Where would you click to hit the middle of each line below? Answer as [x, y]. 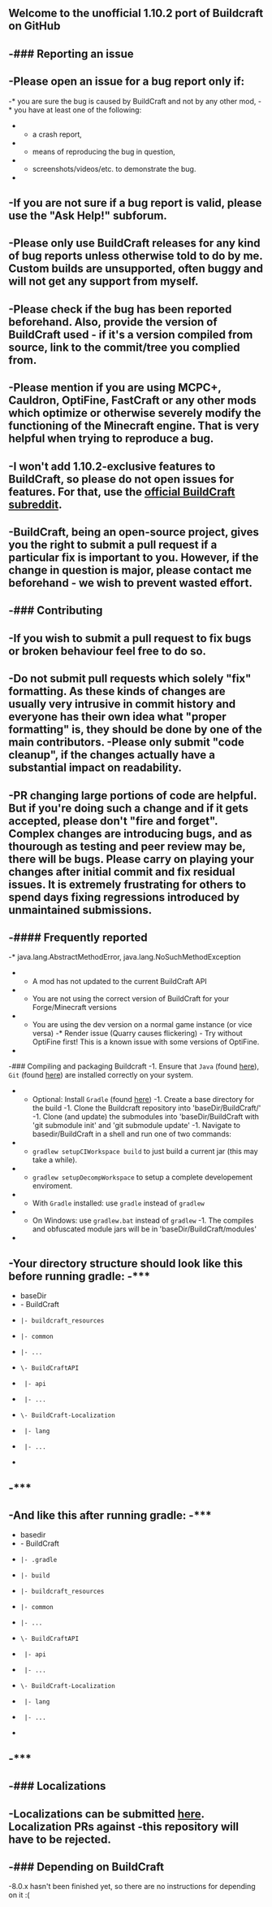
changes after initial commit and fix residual [122, 871]
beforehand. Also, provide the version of [113, 322]
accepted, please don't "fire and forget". [113, 821]
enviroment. [52, 1186]
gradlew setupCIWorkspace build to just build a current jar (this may [145, 1152]
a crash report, [57, 134]
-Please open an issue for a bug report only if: [127, 82]
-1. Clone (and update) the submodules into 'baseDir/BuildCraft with [146, 1117]
